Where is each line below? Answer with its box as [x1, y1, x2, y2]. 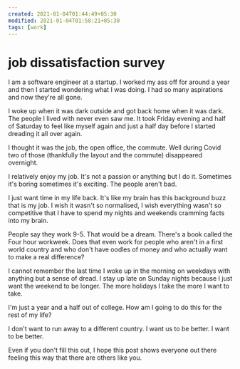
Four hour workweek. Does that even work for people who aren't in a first [8, 238, 224, 246]
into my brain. [8, 217, 48, 225]
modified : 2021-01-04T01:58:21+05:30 [8, 17, 120, 24]
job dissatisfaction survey [8, 54, 166, 71]
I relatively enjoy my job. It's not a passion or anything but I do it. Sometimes [8, 172, 232, 181]
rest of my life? [8, 311, 52, 319]
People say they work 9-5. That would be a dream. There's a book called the [8, 230, 233, 239]
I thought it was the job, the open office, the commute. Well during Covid [8, 143, 221, 152]
